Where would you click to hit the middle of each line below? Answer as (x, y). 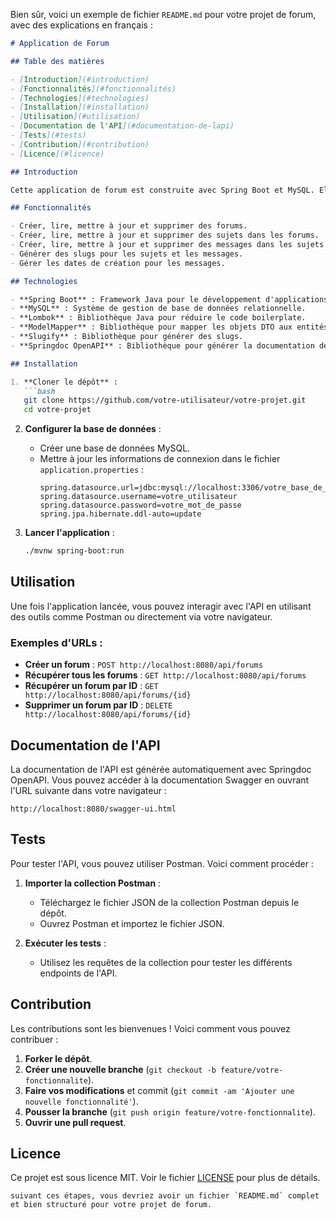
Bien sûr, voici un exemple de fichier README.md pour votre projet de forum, (163, 14)
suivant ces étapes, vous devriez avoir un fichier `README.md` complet (165, 1196)
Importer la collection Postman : (93, 883)
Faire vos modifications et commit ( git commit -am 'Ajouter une (159, 1090)
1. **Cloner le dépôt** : (64, 382)
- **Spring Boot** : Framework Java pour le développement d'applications (169, 299)
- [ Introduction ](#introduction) (80, 79)
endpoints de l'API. (78, 973)
